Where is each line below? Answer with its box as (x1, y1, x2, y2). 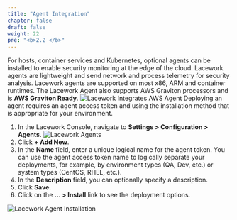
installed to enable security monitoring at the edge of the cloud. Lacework (7, 64, 224, 72)
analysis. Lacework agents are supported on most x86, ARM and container (7, 79, 226, 87)
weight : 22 (7, 30, 40, 38)
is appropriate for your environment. (7, 109, 114, 118)
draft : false (7, 23, 46, 31)
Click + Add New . (17, 138, 70, 146)
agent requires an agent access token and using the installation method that (7, 101, 229, 110)
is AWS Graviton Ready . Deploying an (7, 94, 222, 103)
